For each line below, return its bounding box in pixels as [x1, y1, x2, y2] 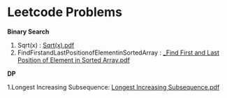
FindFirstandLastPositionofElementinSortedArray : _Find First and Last [17, 48, 220, 57]
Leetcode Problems [7, 4, 122, 20]
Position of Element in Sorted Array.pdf [17, 55, 131, 64]
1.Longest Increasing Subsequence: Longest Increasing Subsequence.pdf [7, 83, 220, 91]
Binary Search [7, 27, 50, 36]
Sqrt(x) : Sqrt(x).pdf [17, 41, 75, 49]
